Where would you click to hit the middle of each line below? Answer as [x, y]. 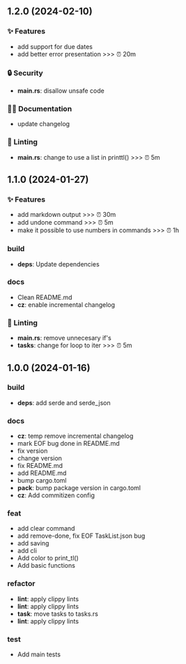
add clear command [46, 529]
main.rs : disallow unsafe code [61, 91]
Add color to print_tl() [48, 558]
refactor [21, 584]
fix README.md [40, 466]
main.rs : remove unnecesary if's [64, 338]
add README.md [42, 473]
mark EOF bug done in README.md [68, 444]
